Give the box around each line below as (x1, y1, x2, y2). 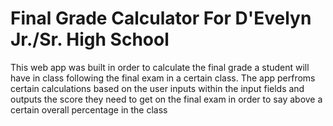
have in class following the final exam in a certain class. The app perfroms (10, 72, 316, 84)
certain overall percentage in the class (10, 103, 168, 116)
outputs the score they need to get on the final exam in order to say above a (10, 93, 323, 105)
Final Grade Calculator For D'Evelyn (10, 7, 312, 30)
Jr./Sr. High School (10, 28, 170, 51)
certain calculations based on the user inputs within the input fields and (10, 82, 305, 94)
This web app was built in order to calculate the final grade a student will (10, 61, 310, 73)
